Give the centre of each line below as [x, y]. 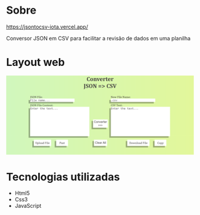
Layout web [36, 62]
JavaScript [28, 206]
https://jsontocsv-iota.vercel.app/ [47, 27]
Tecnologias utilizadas [63, 177]
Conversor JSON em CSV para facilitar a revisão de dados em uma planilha [99, 38]
